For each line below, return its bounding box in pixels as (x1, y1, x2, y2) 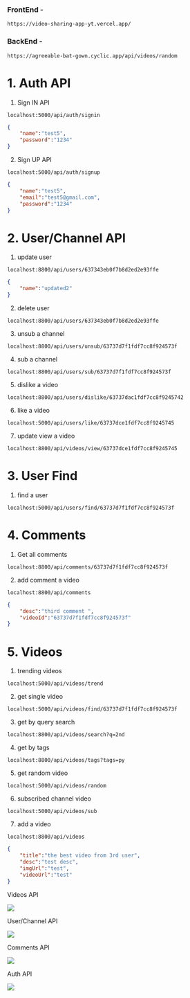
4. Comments (7, 528, 86, 543)
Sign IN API (17, 98, 50, 107)
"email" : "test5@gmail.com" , (19, 194, 100, 201)
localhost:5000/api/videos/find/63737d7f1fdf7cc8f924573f (7, 706, 178, 713)
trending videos (17, 667, 62, 675)
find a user (17, 490, 48, 499)
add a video (17, 820, 51, 828)
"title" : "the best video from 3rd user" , (19, 852, 140, 859)
